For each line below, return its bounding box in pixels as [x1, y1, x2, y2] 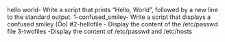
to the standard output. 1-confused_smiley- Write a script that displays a [7, 13, 211, 21]
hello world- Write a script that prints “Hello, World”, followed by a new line [7, 6, 218, 14]
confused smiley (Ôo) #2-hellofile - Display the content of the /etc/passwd [7, 20, 218, 28]
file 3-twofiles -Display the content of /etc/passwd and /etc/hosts [7, 27, 193, 35]
